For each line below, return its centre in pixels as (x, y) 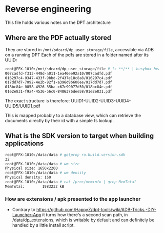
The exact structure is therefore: (38, 101)
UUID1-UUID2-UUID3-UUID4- (101, 101)
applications (24, 144)
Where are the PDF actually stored (58, 38)
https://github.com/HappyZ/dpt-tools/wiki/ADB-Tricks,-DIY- (96, 210)
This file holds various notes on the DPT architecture (58, 22)
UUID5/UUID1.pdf (23, 106)
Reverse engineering (48, 9)
